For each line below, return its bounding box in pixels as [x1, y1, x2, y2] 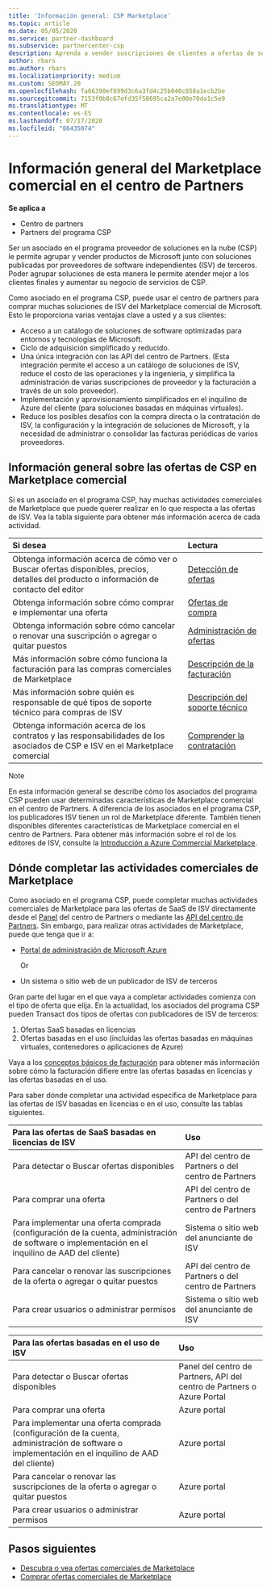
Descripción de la [187, 658, 254, 669]
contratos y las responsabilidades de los [12, 730, 165, 741]
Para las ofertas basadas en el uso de [12, 1337, 160, 1348]
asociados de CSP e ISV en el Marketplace [12, 740, 173, 751]
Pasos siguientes [8, 1541, 97, 1555]
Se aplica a [8, 203, 46, 212]
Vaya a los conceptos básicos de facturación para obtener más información [8, 1058, 261, 1067]
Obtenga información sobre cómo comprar [12, 597, 175, 608]
